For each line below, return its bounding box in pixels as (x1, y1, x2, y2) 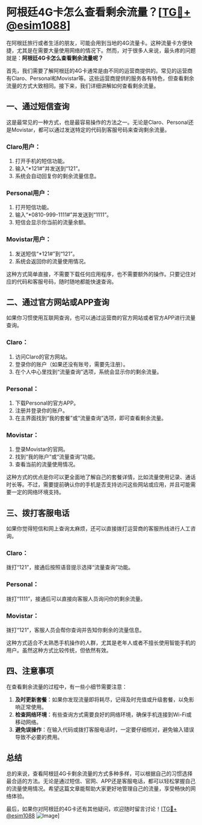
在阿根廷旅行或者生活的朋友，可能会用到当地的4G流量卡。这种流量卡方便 (6, 39, 188, 46)
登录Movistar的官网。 (14, 446, 69, 453)
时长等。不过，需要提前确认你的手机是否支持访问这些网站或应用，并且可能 (6, 481, 191, 488)
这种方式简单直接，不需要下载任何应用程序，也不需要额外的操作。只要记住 (6, 270, 191, 277)
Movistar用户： (6, 235, 52, 244)
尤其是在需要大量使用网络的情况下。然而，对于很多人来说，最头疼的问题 (16, 46, 196, 54)
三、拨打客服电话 (6, 508, 70, 518)
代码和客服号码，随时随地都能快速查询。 (16, 278, 117, 285)
